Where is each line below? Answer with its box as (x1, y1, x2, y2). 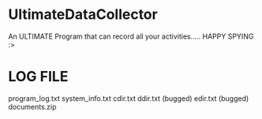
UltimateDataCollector (8, 6, 158, 24)
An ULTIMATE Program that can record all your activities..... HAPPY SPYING (8, 32, 254, 41)
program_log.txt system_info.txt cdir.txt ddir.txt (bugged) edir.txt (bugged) (8, 93, 249, 103)
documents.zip (8, 102, 57, 111)
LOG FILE (8, 68, 69, 86)
